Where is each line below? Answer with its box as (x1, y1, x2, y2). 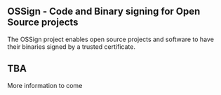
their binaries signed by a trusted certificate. (7, 42, 135, 51)
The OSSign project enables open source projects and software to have (7, 35, 214, 43)
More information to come (7, 81, 83, 89)
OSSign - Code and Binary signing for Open (7, 6, 201, 17)
